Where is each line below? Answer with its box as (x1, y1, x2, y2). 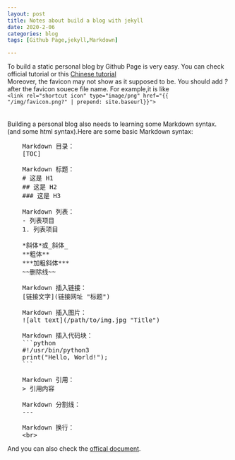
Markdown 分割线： (22, 401, 81, 409)
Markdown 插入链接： (22, 284, 87, 292)
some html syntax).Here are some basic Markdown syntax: (22, 127, 193, 136)
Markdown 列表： (22, 208, 75, 216)
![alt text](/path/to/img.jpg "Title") (22, 316, 160, 324)
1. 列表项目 (22, 226, 59, 234)
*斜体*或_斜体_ (22, 241, 68, 250)
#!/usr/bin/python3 (22, 346, 90, 355)
